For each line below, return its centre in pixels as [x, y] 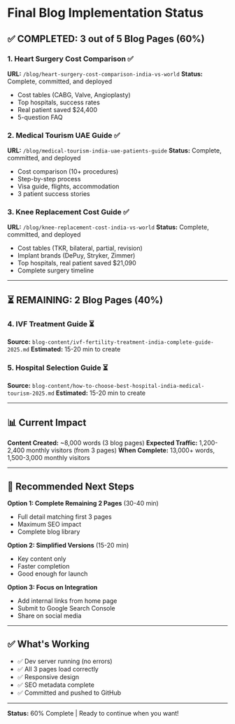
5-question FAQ [40, 117]
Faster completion [43, 566]
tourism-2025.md [31, 394]
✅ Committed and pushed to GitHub [69, 692]
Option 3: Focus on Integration [52, 587]
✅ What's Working [48, 645]
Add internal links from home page [67, 601]
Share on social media [49, 616]
